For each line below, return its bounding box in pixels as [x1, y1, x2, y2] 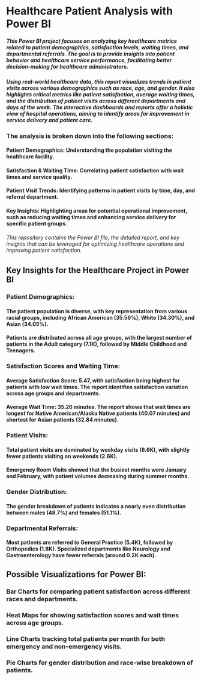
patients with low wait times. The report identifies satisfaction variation [6, 383, 188, 390]
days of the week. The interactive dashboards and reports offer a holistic [6, 104, 193, 111]
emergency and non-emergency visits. [6, 642, 122, 650]
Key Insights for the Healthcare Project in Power [6, 265, 190, 275]
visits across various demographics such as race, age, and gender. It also [6, 84, 195, 92]
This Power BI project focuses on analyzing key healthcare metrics [6, 37, 177, 45]
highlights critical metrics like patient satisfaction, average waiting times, [6, 91, 195, 98]
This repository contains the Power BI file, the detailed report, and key [6, 234, 180, 241]
